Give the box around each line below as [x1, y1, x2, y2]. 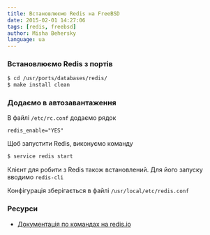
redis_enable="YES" [7, 127, 64, 135]
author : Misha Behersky [7, 29, 77, 37]
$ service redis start [7, 153, 73, 160]
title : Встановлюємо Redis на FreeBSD [7, 10, 120, 17]
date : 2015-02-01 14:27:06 [7, 17, 86, 24]
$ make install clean [7, 82, 70, 89]
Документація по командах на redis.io [17, 220, 131, 228]
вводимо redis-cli [7, 173, 64, 181]
